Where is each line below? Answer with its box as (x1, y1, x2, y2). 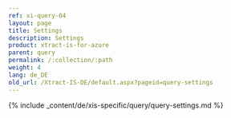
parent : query (8, 49, 56, 57)
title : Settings (8, 26, 63, 34)
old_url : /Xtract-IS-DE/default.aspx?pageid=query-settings (8, 78, 214, 86)
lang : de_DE (8, 71, 48, 79)
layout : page (8, 19, 52, 27)
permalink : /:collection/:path (8, 57, 113, 65)
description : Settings (8, 33, 84, 42)
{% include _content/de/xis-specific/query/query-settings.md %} (8, 100, 224, 110)
